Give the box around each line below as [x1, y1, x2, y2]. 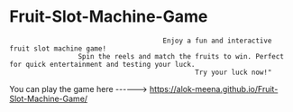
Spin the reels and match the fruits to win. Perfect [78, 51, 284, 61]
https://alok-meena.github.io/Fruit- [149, 83, 279, 94]
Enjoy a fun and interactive [162, 36, 272, 45]
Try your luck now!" [195, 68, 272, 77]
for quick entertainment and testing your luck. [9, 60, 196, 69]
